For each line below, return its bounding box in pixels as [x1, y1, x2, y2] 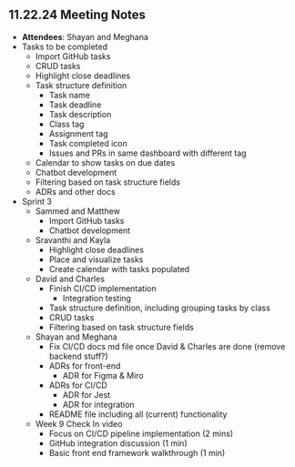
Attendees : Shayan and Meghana [21, 31, 149, 42]
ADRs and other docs [35, 186, 116, 197]
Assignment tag [48, 127, 108, 139]
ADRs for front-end [48, 360, 121, 371]
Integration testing [62, 292, 131, 303]
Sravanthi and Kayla [35, 234, 111, 245]
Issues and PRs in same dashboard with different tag [48, 147, 247, 158]
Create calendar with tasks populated [48, 263, 190, 274]
